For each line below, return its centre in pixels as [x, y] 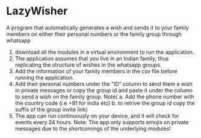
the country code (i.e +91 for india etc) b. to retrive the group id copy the [105, 103]
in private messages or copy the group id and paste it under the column [104, 90]
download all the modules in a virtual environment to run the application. [104, 52]
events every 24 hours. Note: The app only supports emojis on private [102, 122]
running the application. [44, 77]
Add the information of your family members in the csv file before [96, 71]
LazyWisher [37, 11]
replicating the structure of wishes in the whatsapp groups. [88, 65]
